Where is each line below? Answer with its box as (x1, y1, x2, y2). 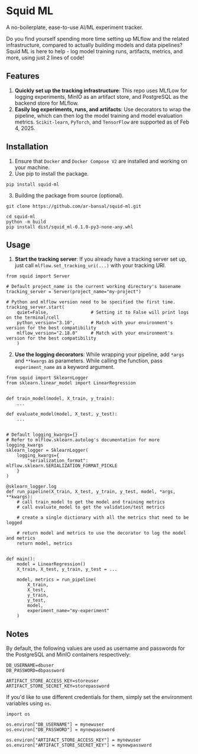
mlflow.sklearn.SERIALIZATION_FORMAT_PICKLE (6, 463, 118, 469)
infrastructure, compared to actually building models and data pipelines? (6, 41, 183, 48)
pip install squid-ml (6, 182, 60, 187)
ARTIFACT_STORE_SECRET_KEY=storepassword (6, 683, 110, 690)
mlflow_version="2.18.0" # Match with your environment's (17, 330, 173, 336)
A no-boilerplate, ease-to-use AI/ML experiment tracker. (6, 24, 144, 31)
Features (6, 71, 40, 81)
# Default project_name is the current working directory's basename (6, 284, 181, 290)
